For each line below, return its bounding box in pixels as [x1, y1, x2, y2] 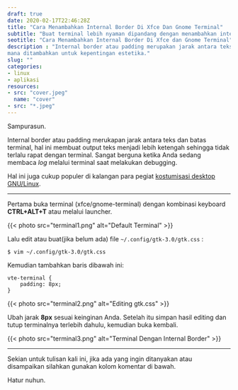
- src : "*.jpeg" [7, 103, 55, 110]
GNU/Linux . [7, 179, 41, 188]
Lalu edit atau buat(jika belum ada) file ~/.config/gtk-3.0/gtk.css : [7, 234, 204, 243]
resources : [7, 83, 40, 90]
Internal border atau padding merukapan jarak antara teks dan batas [7, 135, 207, 144]
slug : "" [7, 57, 33, 64]
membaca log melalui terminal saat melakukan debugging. [7, 158, 178, 166]
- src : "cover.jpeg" [7, 89, 69, 96]
